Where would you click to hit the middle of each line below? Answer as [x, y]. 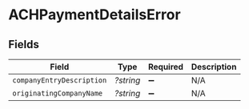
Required [166, 67]
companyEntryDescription [60, 81]
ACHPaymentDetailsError [95, 15]
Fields [24, 44]
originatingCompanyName [58, 93]
